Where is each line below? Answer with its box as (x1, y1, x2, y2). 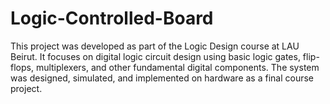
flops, (10, 61, 34, 73)
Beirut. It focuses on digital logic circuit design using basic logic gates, (10, 50, 301, 62)
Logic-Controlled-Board (10, 7, 214, 30)
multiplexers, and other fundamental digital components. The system (35, 61, 320, 73)
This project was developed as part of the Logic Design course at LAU (10, 40, 300, 52)
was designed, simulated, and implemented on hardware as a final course (10, 72, 315, 84)
